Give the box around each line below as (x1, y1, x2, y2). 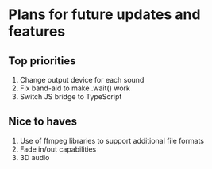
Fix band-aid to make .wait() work (19, 83, 131, 93)
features (8, 22, 66, 40)
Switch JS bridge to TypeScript (19, 92, 122, 101)
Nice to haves (8, 115, 78, 129)
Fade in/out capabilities (19, 144, 97, 154)
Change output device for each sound (19, 75, 145, 84)
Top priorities (8, 54, 76, 67)
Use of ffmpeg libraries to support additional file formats (19, 136, 205, 145)
